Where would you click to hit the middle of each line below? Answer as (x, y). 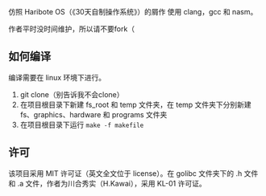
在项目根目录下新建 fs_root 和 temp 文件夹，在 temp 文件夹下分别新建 (135, 104)
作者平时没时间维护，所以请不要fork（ (72, 29)
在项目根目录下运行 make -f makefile (82, 125)
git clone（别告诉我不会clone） (72, 94)
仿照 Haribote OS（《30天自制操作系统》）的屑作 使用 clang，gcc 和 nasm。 (133, 12)
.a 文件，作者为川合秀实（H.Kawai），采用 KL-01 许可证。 (112, 183)
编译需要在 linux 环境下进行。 (57, 77)
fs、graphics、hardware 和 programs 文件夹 (94, 114)
